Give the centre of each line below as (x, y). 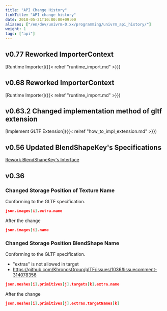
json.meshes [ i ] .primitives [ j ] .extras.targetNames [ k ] (62, 303)
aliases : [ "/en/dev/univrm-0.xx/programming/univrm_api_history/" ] (78, 24)
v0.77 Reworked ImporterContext (59, 54)
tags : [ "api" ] (20, 34)
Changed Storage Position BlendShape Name (62, 243)
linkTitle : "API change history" (41, 15)
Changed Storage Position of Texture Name (60, 190)
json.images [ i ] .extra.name (34, 211)
